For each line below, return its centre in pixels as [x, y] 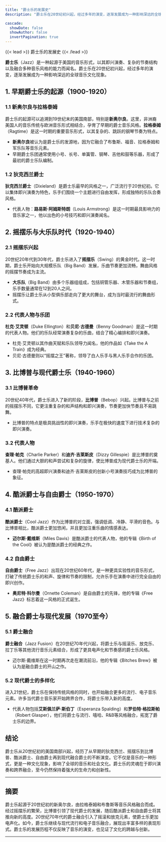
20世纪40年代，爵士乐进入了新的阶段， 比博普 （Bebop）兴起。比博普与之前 [82, 399]
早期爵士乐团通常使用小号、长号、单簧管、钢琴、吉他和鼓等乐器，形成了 [86, 154]
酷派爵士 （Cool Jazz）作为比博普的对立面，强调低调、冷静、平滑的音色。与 [82, 521]
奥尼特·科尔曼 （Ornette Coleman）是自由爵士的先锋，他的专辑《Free [83, 593]
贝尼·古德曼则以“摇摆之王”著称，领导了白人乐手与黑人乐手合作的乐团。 [84, 355]
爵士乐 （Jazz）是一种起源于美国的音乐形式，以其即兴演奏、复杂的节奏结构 [82, 62]
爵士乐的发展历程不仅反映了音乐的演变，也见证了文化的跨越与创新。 [83, 829]
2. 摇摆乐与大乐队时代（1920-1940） [62, 232]
